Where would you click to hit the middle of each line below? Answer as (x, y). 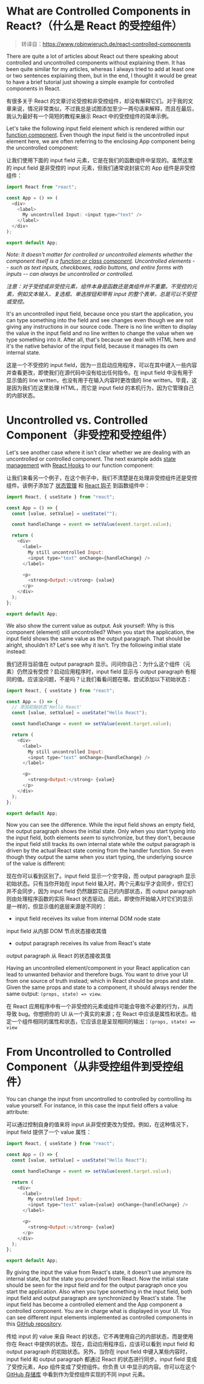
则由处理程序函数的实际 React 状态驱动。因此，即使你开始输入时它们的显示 (100, 899)
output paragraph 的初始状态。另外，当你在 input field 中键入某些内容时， (98, 1352)
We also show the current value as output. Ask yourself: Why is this (90, 625)
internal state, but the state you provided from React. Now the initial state (97, 1279)
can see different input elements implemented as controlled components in (100, 1318)
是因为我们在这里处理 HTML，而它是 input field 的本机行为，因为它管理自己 (100, 388)
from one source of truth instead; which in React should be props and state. (101, 981)
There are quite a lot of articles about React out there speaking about (92, 56)
